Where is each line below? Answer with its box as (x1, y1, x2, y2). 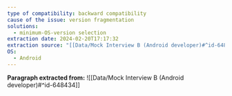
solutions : (7, 23, 39, 29)
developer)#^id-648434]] (7, 80, 81, 89)
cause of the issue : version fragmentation (7, 16, 135, 23)
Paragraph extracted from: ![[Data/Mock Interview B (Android (7, 73, 184, 82)
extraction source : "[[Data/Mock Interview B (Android (7, 42, 168, 49)
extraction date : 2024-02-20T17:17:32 (7, 36, 119, 43)
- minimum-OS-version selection (13, 29, 107, 36)
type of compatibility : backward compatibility (7, 10, 147, 17)
